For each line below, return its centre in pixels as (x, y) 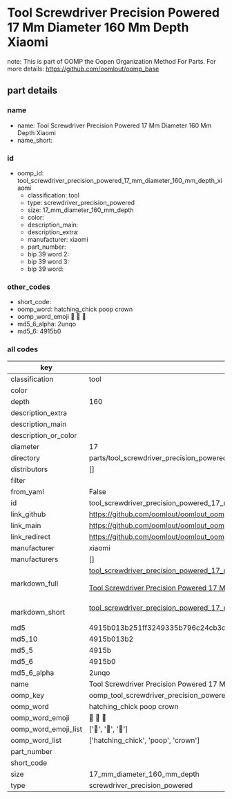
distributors (29, 469)
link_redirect (31, 536)
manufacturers (35, 559)
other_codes (29, 287)
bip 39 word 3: (48, 261)
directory (25, 457)
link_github (28, 514)
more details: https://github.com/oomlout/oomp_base (83, 69)
